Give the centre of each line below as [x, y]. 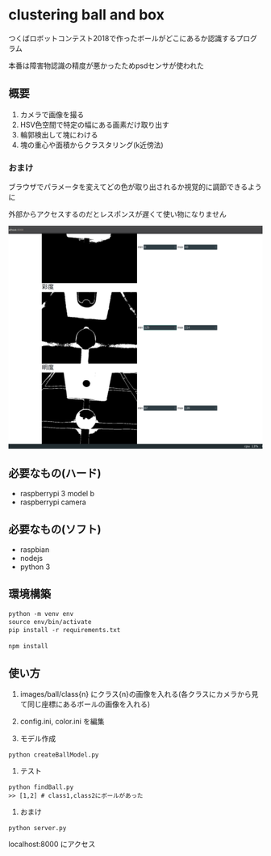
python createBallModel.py [54, 755]
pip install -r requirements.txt [65, 630]
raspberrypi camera [53, 502]
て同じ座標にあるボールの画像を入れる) [85, 704]
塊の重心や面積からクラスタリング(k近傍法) [92, 145]
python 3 [35, 567]
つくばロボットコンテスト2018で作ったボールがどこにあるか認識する [122, 38]
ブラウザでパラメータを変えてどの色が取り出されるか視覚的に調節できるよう [135, 187]
